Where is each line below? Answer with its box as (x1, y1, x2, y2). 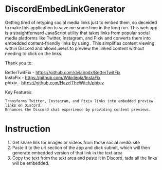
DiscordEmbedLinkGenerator (5, 3, 126, 15)
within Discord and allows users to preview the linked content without (5, 45, 144, 51)
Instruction (5, 123, 51, 134)
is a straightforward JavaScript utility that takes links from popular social (5, 30, 150, 36)
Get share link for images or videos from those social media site (12, 139, 140, 145)
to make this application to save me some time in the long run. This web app (5, 24, 158, 30)
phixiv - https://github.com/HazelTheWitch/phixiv (5, 79, 104, 86)
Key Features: (5, 89, 33, 95)
